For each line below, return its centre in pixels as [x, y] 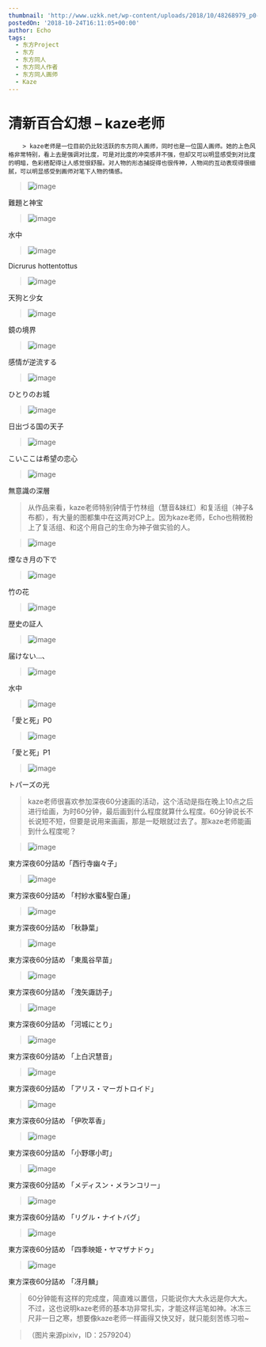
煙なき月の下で [32, 560]
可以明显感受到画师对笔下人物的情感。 [73, 172]
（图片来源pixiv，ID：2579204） [82, 1335]
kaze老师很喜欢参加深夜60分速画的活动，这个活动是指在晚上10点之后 [141, 801]
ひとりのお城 [29, 394]
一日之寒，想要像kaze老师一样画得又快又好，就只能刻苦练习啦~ [145, 1318]
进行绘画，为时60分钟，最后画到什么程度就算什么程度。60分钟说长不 [140, 812]
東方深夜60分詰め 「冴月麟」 [55, 1282]
